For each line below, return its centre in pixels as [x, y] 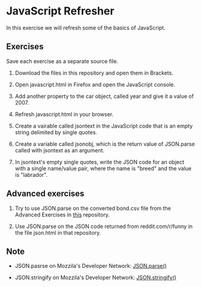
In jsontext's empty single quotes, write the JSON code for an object [100, 162]
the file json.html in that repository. [58, 232]
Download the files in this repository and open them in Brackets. [94, 73]
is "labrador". [31, 174]
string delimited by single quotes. [56, 132]
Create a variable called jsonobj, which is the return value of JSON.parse [105, 144]
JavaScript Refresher [60, 11]
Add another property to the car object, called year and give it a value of [104, 96]
